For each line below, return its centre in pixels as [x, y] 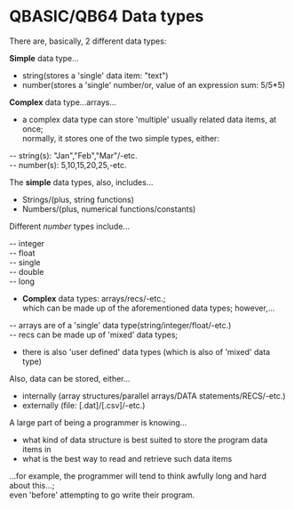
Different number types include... [70, 226]
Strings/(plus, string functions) [78, 199]
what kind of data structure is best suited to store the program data [145, 440]
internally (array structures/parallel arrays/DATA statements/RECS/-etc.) [154, 396]
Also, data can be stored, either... [70, 378]
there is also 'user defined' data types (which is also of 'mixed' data [146, 351]
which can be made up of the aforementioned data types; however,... [148, 308]
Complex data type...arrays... [63, 102]
